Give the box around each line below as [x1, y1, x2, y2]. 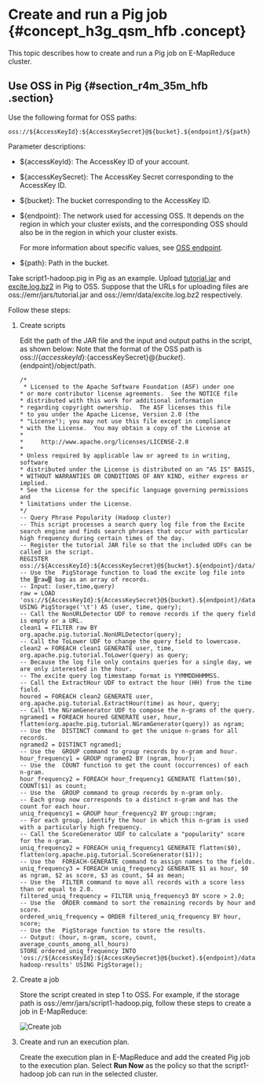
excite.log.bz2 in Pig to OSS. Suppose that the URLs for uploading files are [8, 282, 249, 291]
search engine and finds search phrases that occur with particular [19, 527, 249, 536]
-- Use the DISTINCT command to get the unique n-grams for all [19, 727, 238, 734]
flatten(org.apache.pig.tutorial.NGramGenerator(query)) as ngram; [19, 720, 245, 728]
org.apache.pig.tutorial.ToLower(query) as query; [19, 651, 189, 659]
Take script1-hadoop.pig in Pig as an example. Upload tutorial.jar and [8, 273, 232, 282]
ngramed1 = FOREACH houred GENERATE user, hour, [19, 713, 182, 721]
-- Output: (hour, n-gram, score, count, [19, 933, 157, 941]
